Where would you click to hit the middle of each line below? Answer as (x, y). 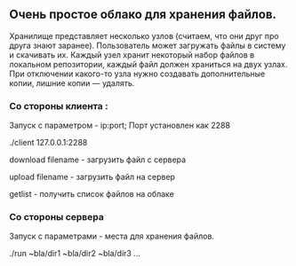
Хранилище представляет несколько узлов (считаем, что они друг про (144, 35)
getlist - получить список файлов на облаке (92, 194)
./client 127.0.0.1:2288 (48, 143)
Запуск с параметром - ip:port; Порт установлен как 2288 (120, 125)
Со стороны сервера (57, 217)
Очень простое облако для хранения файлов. (143, 15)
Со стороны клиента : (59, 106)
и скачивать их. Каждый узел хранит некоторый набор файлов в (132, 55)
